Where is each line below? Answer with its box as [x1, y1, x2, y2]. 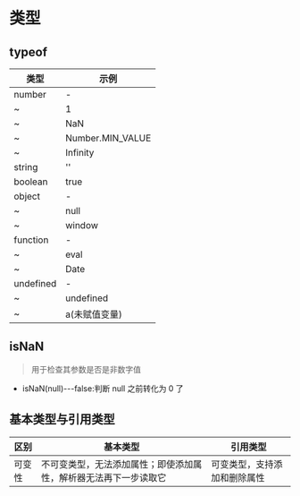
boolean [13, 175, 48, 188]
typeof [9, 44, 47, 59]
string [13, 161, 38, 173]
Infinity [65, 147, 95, 158]
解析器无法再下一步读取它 [59, 471, 167, 483]
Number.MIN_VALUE [65, 132, 152, 144]
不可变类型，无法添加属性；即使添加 [41, 458, 194, 470]
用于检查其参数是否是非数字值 [30, 363, 141, 374]
